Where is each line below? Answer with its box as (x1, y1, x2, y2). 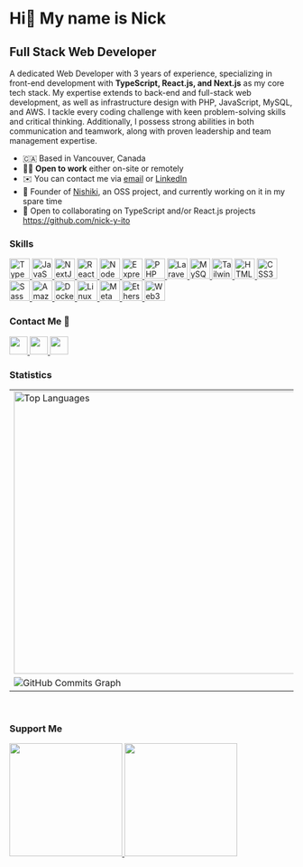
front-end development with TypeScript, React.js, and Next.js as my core (9, 78, 285, 89)
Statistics (9, 368, 52, 381)
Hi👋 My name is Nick (9, 8, 167, 29)
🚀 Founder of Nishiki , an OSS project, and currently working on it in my (22, 186, 286, 197)
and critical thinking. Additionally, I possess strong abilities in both (9, 117, 254, 127)
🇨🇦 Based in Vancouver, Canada (22, 153, 146, 164)
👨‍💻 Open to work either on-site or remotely (22, 163, 184, 174)
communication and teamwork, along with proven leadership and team (9, 126, 272, 137)
